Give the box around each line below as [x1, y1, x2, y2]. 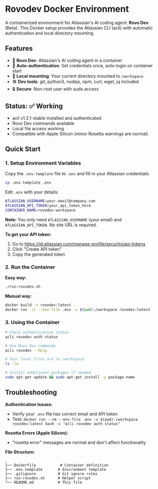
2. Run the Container [5, 264, 55, 271]
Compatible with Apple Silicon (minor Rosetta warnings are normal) [12, 131, 148, 136]
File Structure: [5, 449, 35, 455]
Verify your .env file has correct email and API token [12, 411, 118, 417]
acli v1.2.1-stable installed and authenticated [12, 115, 102, 121]
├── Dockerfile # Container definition [5, 462, 109, 467]
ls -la [5, 361, 19, 366]
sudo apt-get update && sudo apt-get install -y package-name [5, 375, 135, 380]
